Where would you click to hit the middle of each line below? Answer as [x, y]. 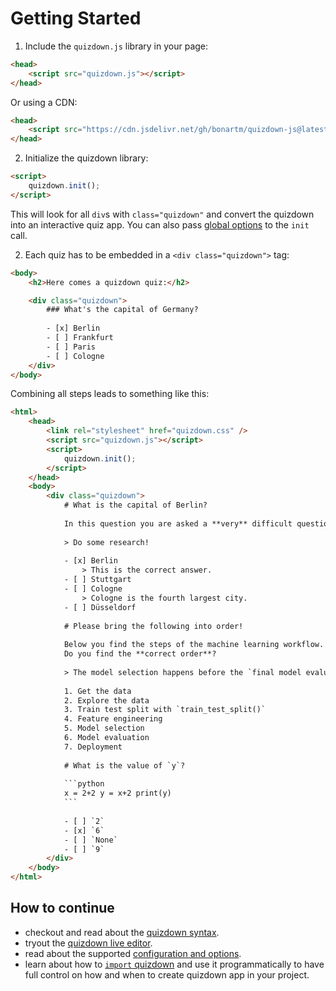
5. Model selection [104, 728]
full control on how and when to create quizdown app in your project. [167, 974]
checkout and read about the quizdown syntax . [122, 932]
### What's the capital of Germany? [122, 310]
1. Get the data [97, 691]
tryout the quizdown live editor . [88, 943]
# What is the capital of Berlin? [135, 505]
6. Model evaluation [106, 738]
